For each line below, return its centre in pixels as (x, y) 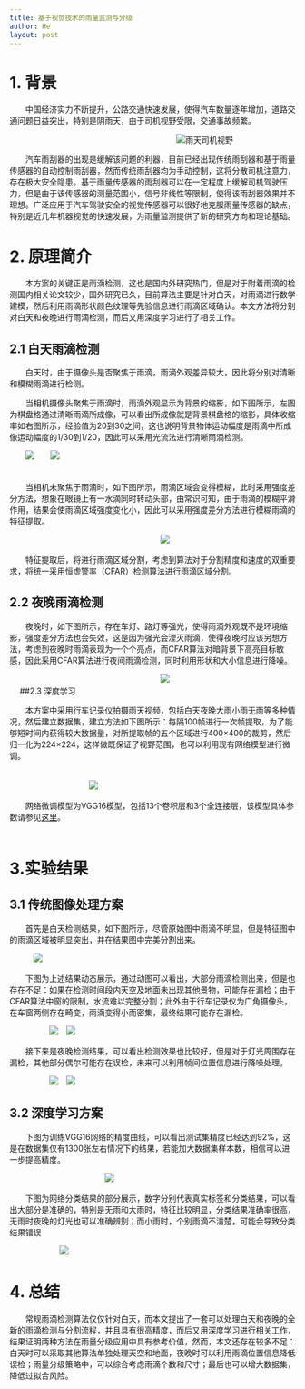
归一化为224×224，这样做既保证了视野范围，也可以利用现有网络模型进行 (146, 744)
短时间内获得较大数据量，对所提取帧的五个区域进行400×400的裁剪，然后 (154, 733)
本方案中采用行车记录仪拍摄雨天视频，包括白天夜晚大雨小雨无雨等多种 (156, 710)
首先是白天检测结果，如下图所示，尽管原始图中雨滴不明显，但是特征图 (156, 928)
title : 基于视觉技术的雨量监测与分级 (71, 18)
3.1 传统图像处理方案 (67, 905)
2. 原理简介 (51, 256)
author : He (30, 26)
